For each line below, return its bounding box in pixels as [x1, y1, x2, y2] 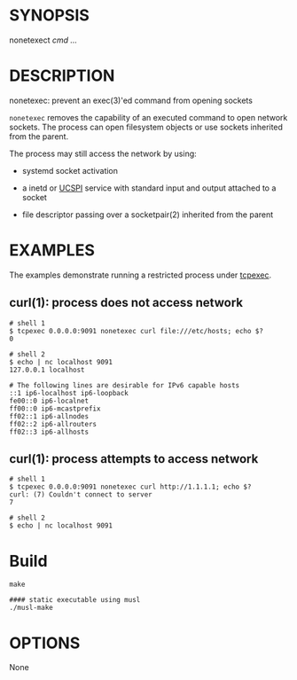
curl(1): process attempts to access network [9, 451, 259, 466]
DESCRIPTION [9, 66, 115, 86]
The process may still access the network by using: [9, 148, 197, 159]
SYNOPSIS [9, 5, 90, 26]
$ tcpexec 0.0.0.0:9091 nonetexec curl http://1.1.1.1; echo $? [9, 482, 252, 492]
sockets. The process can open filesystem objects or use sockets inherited [9, 121, 284, 132]
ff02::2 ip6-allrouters [9, 419, 98, 428]
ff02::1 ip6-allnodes [9, 411, 90, 421]
